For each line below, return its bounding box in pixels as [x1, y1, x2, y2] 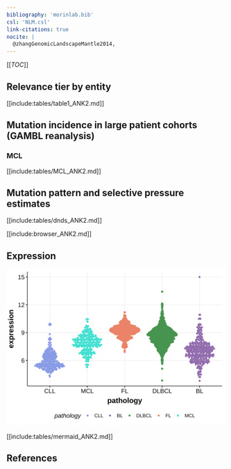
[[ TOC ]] [6, 61, 28, 69]
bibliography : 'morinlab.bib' [6, 11, 94, 18]
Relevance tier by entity [6, 81, 112, 93]
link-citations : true [6, 26, 69, 33]
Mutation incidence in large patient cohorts [6, 119, 198, 132]
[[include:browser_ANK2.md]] [6, 230, 92, 238]
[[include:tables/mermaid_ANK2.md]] [6, 432, 113, 441]
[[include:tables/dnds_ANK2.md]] [6, 216, 102, 225]
